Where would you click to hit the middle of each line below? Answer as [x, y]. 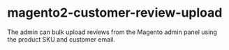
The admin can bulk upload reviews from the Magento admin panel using [112, 32]
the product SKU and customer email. [61, 39]
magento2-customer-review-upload [115, 13]
